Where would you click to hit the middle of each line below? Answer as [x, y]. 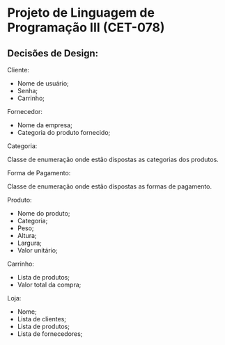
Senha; [28, 91]
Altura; [27, 235]
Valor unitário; [37, 250]
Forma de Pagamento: [39, 173]
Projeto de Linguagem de [81, 13]
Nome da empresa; [45, 125]
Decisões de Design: [53, 53]
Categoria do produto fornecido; [64, 133]
